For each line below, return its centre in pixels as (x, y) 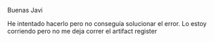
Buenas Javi (25, 10)
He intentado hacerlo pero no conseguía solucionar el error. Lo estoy (107, 23)
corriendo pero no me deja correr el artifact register (82, 31)
